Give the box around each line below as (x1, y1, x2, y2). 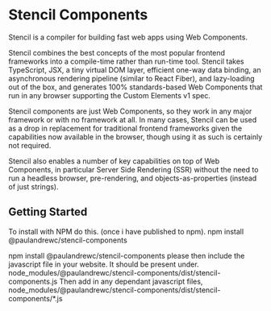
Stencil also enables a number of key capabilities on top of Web (8, 155, 220, 166)
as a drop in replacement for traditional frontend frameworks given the (8, 123, 243, 133)
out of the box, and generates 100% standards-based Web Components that (8, 82, 263, 92)
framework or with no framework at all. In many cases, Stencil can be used (8, 114, 256, 124)
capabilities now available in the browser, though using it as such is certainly (8, 131, 263, 142)
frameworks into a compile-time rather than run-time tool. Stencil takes (8, 56, 244, 66)
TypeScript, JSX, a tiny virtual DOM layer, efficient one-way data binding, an (8, 64, 261, 74)
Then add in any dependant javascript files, (59, 276, 203, 286)
